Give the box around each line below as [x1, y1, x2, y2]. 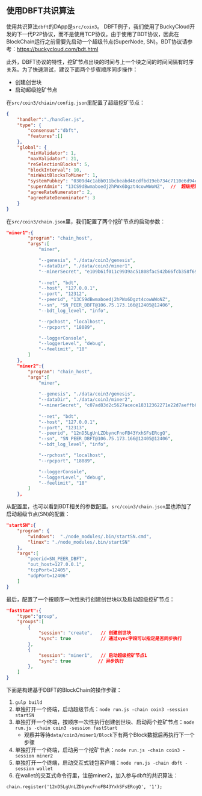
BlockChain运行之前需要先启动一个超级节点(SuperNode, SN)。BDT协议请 [6, 38, 188, 45]
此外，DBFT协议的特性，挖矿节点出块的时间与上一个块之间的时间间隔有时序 [6, 58, 194, 65]
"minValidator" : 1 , [28, 150, 77, 156]
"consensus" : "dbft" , [28, 128, 79, 134]
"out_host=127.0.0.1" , [28, 562, 85, 568]
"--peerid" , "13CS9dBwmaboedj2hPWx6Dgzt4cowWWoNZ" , [38, 297, 171, 303]
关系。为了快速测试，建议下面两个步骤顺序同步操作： [6, 66, 138, 73]
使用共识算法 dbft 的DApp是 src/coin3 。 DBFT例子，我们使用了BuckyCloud [6, 23, 190, 30]
